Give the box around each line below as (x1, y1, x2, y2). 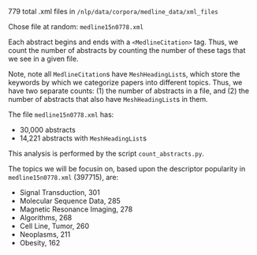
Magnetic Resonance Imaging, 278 (19, 204, 133, 214)
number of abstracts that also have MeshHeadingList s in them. (8, 95, 209, 103)
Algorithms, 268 (19, 213, 73, 222)
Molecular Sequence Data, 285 (19, 197, 121, 205)
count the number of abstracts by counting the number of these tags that (8, 46, 246, 54)
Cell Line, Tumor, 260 (19, 221, 89, 231)
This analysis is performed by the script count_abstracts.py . (8, 149, 205, 158)
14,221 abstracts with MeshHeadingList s (19, 133, 147, 143)
